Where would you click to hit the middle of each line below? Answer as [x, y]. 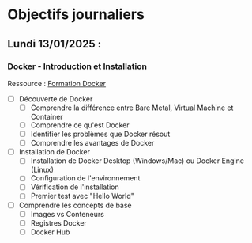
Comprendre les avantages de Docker [92, 143]
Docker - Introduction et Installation [77, 66]
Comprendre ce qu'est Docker [80, 125]
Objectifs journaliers [76, 15]
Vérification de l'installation [75, 187]
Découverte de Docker [56, 99]
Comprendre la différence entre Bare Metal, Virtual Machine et [132, 108]
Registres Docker [59, 222]
